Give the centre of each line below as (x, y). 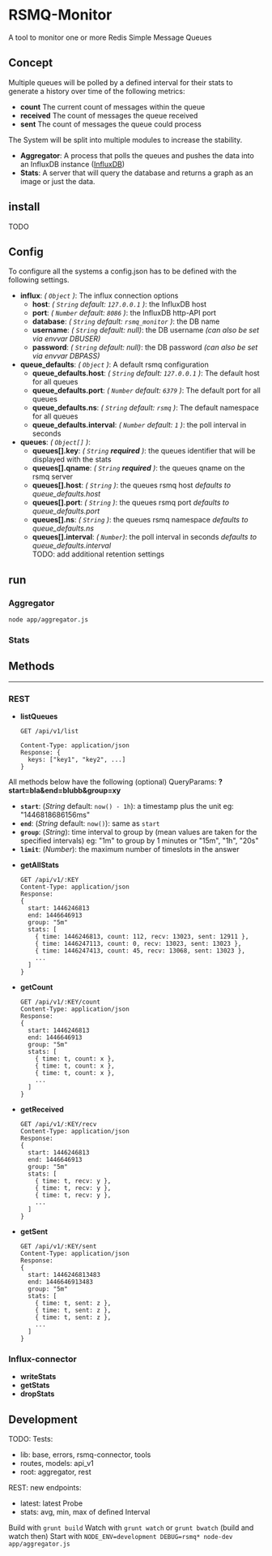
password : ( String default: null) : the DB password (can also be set (145, 347)
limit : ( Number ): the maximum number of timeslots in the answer (130, 849)
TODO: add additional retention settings (98, 554)
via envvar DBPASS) (66, 356)
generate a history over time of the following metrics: (97, 91)
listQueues (39, 716)
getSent (34, 1231)
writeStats (38, 1377)
